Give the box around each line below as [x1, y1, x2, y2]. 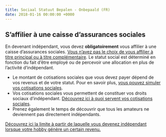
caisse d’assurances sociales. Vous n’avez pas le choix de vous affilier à [5, 49, 154, 55]
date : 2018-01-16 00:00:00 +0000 [5, 12, 75, 17]
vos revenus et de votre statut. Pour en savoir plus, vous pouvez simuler [12, 80, 161, 86]
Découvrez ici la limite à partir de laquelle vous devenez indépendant [5, 121, 147, 127]
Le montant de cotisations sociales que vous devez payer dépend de [12, 74, 154, 80]
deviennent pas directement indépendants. [12, 112, 101, 118]
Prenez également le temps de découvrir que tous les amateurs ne [12, 106, 150, 112]
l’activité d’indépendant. [5, 65, 54, 71]
